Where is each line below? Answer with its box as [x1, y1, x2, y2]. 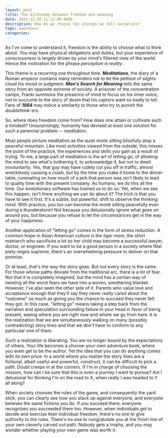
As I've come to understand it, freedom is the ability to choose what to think [5, 45, 162, 50]
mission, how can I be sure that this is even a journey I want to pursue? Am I [5, 369, 162, 375]
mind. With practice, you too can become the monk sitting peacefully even [5, 202, 159, 207]
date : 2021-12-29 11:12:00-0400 [5, 17, 73, 22]
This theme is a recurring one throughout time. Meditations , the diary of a [5, 70, 158, 76]
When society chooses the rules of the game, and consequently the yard [5, 390, 156, 395]
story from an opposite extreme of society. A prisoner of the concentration [5, 86, 159, 92]
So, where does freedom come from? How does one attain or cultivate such [5, 117, 162, 123]
